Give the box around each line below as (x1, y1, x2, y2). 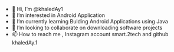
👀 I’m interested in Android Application (11, 12, 105, 19)
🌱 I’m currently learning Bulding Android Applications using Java (11, 18, 168, 25)
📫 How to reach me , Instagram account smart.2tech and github (11, 31, 169, 37)
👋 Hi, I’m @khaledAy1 (11, 6, 63, 12)
